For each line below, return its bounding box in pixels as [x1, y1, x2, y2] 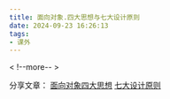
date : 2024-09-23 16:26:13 [9, 21, 109, 30]
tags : [9, 29, 29, 38]
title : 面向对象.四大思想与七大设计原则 [9, 12, 140, 22]
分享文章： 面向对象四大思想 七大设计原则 [9, 80, 161, 91]
